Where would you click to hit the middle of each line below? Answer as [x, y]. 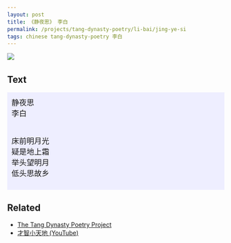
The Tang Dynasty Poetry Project [64, 224]
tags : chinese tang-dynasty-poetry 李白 [65, 37]
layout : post [26, 14]
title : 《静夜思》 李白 [38, 22]
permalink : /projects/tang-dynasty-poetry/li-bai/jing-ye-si [97, 29]
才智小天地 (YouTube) [48, 233]
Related [24, 208]
